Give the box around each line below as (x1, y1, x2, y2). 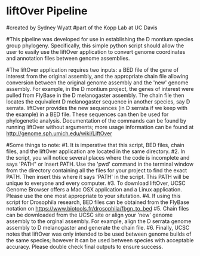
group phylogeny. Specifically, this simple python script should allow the (6, 42, 184, 49)
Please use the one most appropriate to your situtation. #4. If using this (6, 192, 181, 199)
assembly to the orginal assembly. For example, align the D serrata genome (6, 217, 192, 225)
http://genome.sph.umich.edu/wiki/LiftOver (6, 130, 112, 137)
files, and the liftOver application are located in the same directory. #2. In (6, 148, 186, 155)
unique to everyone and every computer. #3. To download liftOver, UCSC (6, 179, 186, 187)
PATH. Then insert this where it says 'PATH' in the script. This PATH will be (6, 173, 189, 180)
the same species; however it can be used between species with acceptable (6, 236, 194, 243)
